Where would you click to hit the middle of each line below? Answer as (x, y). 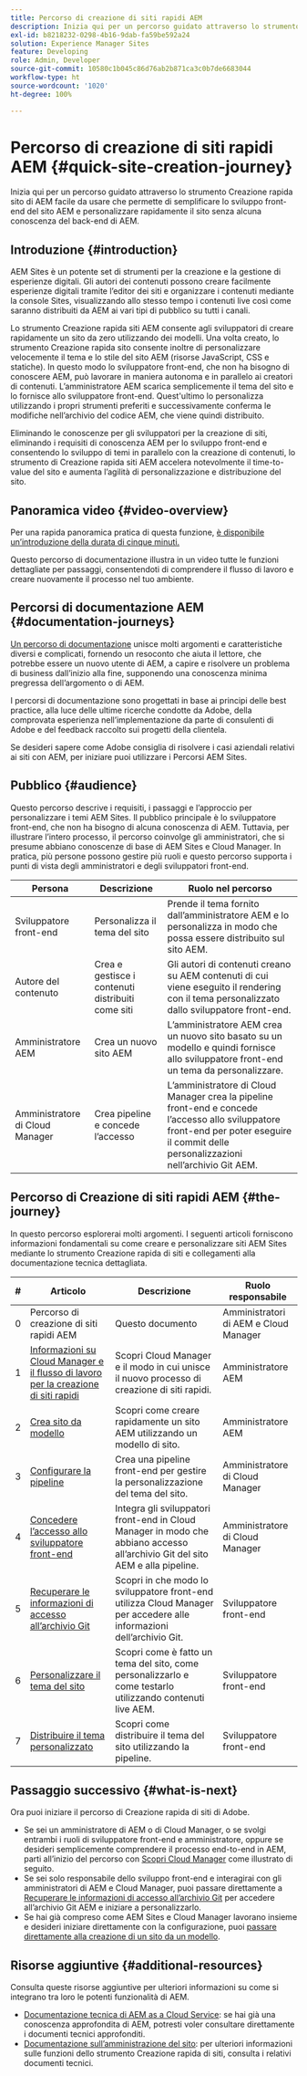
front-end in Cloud (155, 1519)
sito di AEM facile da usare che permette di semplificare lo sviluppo (137, 202)
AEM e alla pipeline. (157, 1565)
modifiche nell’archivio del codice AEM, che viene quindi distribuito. (138, 415)
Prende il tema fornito (213, 903)
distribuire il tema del (159, 1735)
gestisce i (115, 975)
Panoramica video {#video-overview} (119, 511)
